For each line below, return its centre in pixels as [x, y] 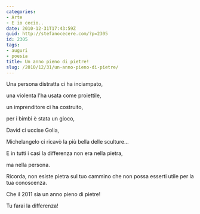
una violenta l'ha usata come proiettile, [54, 95]
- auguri [17, 51]
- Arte [14, 17]
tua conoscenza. [27, 183]
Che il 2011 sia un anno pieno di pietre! [53, 194]
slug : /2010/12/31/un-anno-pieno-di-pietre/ [62, 67]
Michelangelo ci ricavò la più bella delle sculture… [68, 142]
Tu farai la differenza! [32, 206]
